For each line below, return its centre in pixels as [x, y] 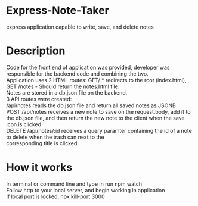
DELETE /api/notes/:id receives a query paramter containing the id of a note [99, 130]
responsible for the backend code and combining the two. [78, 74]
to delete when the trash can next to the [55, 137]
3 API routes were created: [39, 99]
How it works [39, 168]
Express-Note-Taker [58, 10]
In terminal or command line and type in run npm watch [74, 184]
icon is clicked [24, 124]
